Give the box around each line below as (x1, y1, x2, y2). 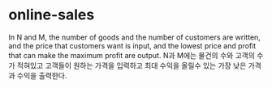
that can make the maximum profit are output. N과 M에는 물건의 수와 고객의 (8, 50, 256, 60)
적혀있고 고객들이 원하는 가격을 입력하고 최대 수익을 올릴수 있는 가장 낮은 (16, 61, 247, 70)
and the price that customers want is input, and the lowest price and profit (8, 40, 257, 50)
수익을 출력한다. (16, 70, 67, 80)
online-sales (8, 6, 95, 24)
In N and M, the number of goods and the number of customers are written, (8, 32, 261, 42)
